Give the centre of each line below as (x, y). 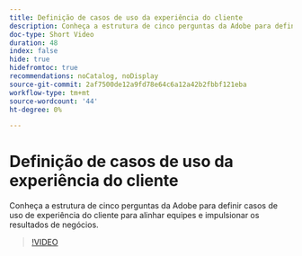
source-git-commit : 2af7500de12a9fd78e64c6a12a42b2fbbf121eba (128, 84)
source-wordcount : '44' (54, 101)
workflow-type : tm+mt (50, 93)
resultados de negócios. (54, 225)
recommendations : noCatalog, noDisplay (84, 76)
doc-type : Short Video (52, 34)
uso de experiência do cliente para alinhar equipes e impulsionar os (134, 216)
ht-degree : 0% (36, 110)
